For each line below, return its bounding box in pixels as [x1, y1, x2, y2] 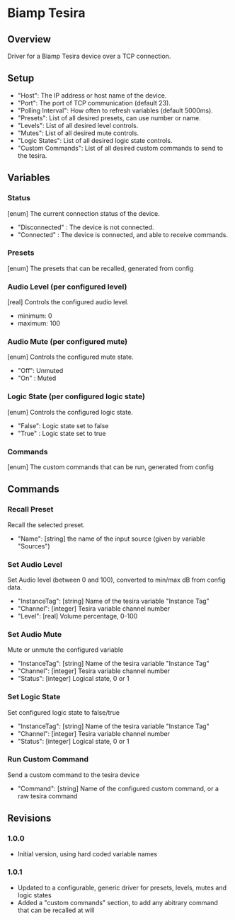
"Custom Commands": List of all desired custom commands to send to [17, 144, 224, 152]
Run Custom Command [7, 754, 89, 764]
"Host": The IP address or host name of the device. [17, 91, 167, 100]
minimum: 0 [17, 311, 52, 320]
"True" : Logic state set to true [17, 429, 106, 437]
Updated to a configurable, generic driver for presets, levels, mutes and [17, 883, 227, 892]
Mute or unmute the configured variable [7, 645, 124, 654]
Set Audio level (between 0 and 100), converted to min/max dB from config [7, 575, 227, 584]
